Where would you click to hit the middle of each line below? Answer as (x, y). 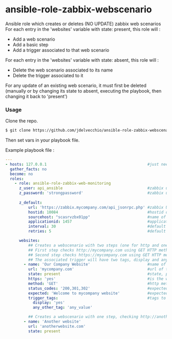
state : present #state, (96, 274)
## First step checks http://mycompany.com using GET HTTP (92, 250)
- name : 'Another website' (52, 322)
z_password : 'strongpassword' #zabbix (91, 193)
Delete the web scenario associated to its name (63, 70)
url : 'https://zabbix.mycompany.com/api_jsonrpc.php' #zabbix (96, 207)
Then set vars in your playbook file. (42, 140)
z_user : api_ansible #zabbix (91, 188)
